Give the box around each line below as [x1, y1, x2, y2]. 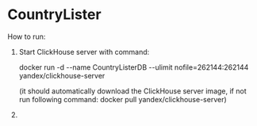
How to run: [7, 32, 46, 41]
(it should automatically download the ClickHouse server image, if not [18, 86, 247, 96]
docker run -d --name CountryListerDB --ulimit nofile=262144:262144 [18, 62, 249, 72]
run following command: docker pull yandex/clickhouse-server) [18, 94, 227, 104]
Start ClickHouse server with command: [18, 47, 150, 56]
